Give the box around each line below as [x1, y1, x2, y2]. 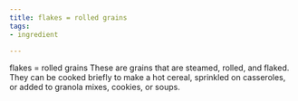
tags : [9, 22, 30, 31]
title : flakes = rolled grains [9, 13, 128, 23]
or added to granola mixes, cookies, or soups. [9, 82, 181, 93]
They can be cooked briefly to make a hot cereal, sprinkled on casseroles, [9, 72, 286, 83]
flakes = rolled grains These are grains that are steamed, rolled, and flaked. [9, 62, 290, 73]
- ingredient [9, 30, 59, 39]
